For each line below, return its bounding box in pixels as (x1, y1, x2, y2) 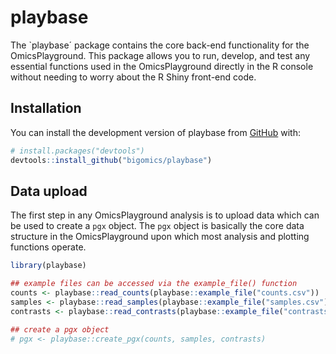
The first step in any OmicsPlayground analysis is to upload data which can (10, 209, 320, 221)
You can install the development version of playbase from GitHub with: (10, 126, 301, 138)
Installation (10, 100, 82, 117)
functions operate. (10, 241, 87, 253)
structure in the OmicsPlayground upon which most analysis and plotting (10, 231, 310, 243)
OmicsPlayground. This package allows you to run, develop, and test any (10, 49, 311, 61)
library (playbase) (10, 261, 87, 271)
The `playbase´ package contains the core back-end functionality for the (10, 39, 310, 51)
